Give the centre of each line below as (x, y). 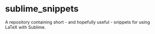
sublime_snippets (42, 9)
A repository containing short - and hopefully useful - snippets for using (77, 22)
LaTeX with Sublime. (25, 27)
